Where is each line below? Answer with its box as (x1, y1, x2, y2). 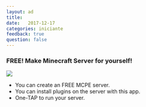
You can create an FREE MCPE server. (14, 82, 110, 89)
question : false (6, 37, 47, 43)
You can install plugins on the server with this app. (14, 88, 141, 95)
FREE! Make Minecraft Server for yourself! (6, 57, 133, 65)
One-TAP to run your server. (14, 94, 85, 102)
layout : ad (6, 8, 34, 15)
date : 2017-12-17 (6, 20, 56, 26)
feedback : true (6, 31, 45, 37)
